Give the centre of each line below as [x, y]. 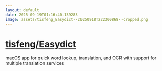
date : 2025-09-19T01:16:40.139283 [42, 15]
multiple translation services [35, 63]
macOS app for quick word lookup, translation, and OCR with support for [81, 58]
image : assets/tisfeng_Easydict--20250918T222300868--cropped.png [77, 19]
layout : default [22, 10]
